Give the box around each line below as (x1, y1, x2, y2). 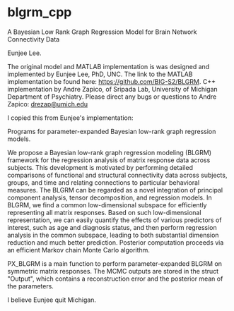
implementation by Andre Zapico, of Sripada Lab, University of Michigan (7, 85, 218, 93)
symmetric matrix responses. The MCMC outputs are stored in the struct (7, 267, 219, 275)
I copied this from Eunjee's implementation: (7, 114, 134, 122)
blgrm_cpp (7, 4, 72, 20)
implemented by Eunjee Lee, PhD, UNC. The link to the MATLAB (7, 70, 193, 78)
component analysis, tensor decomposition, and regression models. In (7, 193, 212, 202)
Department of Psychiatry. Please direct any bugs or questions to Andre (7, 92, 217, 101)
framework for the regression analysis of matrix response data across (7, 156, 211, 164)
